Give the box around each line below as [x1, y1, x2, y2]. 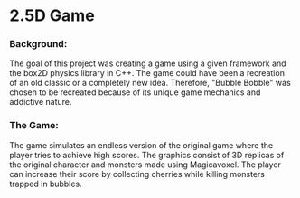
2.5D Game [9, 5, 95, 26]
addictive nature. [9, 97, 72, 108]
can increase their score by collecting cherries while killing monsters [9, 168, 265, 179]
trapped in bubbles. [9, 178, 83, 189]
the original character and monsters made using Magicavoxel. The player [9, 159, 282, 170]
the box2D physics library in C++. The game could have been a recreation [9, 68, 285, 79]
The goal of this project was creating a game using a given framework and [9, 58, 286, 69]
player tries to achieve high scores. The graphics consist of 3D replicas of [9, 149, 285, 160]
